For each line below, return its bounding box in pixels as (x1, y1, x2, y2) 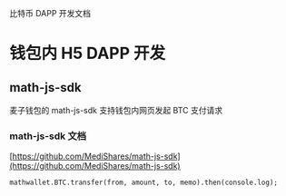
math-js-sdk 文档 (9, 130, 87, 142)
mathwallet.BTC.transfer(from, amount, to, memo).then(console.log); (9, 178, 279, 188)
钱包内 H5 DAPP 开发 (9, 44, 166, 64)
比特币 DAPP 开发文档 (9, 8, 92, 18)
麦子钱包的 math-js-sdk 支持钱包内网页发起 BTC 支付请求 (9, 105, 223, 115)
